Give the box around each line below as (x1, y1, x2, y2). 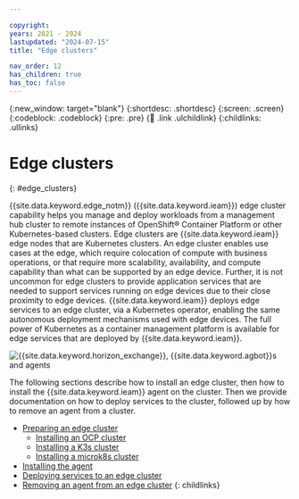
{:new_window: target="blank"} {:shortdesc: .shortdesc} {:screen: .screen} (9, 103, 285, 113)
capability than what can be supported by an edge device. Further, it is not (9, 266, 283, 277)
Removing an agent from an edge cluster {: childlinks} (21, 479, 220, 490)
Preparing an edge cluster (21, 422, 119, 433)
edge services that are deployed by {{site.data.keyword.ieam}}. (9, 332, 243, 344)
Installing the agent (21, 461, 94, 471)
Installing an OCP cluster (35, 432, 127, 443)
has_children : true (9, 71, 82, 79)
